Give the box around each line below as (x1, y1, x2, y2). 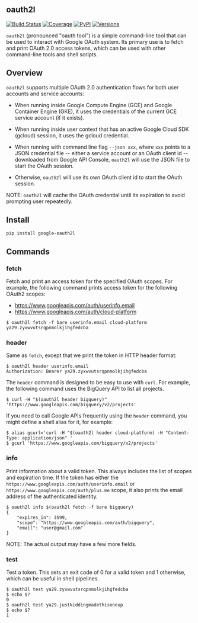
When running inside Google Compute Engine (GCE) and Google (14, 101, 173, 108)
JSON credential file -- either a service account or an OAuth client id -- (14, 149, 189, 156)
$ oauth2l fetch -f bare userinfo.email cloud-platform (6, 320, 147, 326)
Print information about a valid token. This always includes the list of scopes (6, 467, 192, 474)
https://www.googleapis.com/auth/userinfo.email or (6, 480, 135, 487)
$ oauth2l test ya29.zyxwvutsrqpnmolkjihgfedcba (6, 586, 129, 593)
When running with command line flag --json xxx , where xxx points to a (14, 143, 191, 150)
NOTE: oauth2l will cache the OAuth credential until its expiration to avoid (6, 191, 186, 198)
